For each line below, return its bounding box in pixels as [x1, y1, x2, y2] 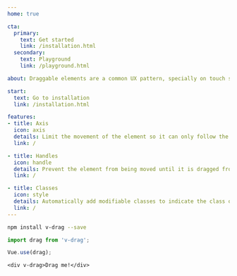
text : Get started [20, 36, 74, 43]
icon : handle [13, 159, 52, 166]
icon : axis [13, 127, 46, 134]
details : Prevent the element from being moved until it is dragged [13, 165, 219, 172]
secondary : [13, 49, 46, 56]
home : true [7, 10, 39, 18]
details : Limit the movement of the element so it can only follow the [13, 133, 229, 140]
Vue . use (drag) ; [7, 249, 52, 256]
